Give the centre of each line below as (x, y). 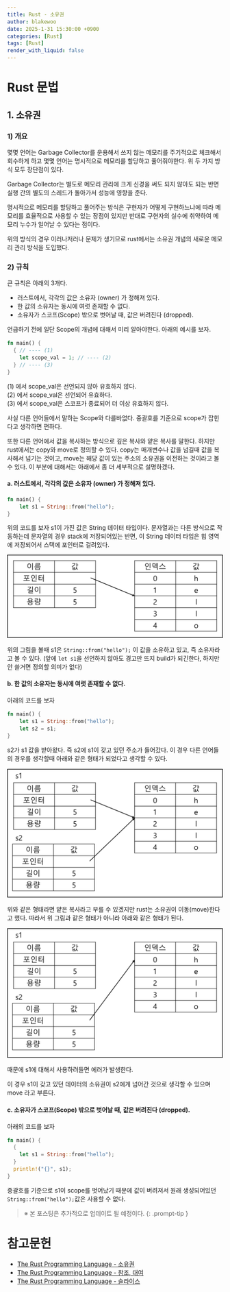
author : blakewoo (32, 22)
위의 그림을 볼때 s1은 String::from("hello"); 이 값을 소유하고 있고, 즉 (102, 649)
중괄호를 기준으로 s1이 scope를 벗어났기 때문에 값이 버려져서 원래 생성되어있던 (112, 1190)
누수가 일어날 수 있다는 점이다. (60, 224)
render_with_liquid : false (46, 51)
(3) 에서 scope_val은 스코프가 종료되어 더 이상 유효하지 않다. (88, 403)
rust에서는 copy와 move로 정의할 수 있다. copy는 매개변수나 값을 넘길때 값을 (110, 450)
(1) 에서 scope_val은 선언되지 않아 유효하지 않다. (72, 386)
